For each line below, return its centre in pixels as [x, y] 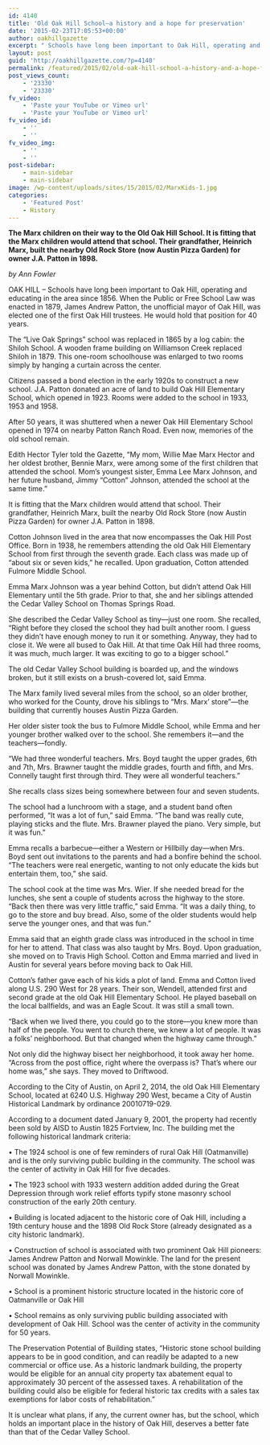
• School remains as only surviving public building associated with [118, 1316]
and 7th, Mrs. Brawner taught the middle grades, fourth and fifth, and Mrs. [131, 767]
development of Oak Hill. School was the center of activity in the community [134, 1324]
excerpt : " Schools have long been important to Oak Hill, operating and [135, 46]
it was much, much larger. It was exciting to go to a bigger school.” [119, 654]
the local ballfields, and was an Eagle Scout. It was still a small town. [121, 1006]
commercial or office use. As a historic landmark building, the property [125, 1365]
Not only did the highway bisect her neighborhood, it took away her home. [131, 1054]
